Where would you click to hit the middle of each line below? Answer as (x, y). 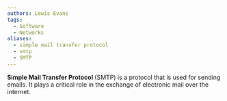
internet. (19, 91)
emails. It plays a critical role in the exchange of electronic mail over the (108, 84)
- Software (29, 26)
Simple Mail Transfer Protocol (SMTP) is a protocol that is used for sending (114, 77)
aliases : (19, 39)
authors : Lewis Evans (38, 13)
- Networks (29, 32)
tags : (15, 20)
